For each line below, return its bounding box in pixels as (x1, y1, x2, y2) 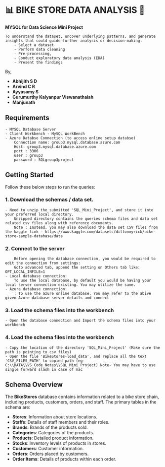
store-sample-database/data (5, 233, 63, 239)
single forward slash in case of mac (5, 367, 83, 372)
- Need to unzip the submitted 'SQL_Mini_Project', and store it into (5, 207, 154, 212)
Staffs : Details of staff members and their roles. (12, 419, 110, 425)
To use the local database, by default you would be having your (14, 278, 152, 283)
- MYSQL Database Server (5, 127, 56, 132)
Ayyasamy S (12, 88, 39, 95)
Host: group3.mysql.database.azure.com (14, 144, 96, 149)
